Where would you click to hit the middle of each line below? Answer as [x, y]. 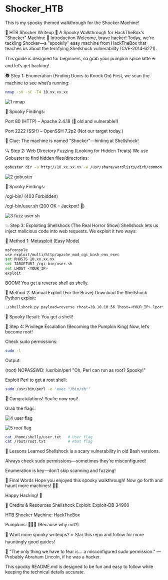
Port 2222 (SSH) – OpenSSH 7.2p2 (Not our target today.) [64, 131]
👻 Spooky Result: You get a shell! [39, 316]
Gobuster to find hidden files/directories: [47, 158]
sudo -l [13, 351]
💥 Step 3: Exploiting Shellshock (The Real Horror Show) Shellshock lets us [82, 225]
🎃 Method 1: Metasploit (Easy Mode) [42, 241]
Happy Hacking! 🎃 [24, 496]
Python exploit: [21, 298]
